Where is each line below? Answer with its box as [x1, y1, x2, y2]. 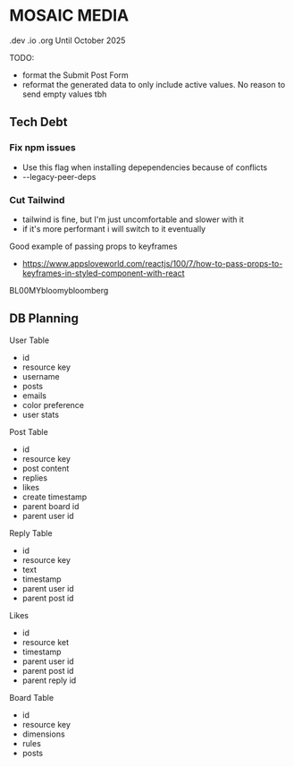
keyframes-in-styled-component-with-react [21, 268, 185, 278]
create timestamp [21, 491, 88, 502]
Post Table [9, 426, 49, 437]
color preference [21, 399, 85, 410]
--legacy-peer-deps [21, 171, 97, 182]
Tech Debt [9, 115, 68, 130]
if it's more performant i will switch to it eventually [21, 223, 206, 234]
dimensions [21, 729, 65, 739]
